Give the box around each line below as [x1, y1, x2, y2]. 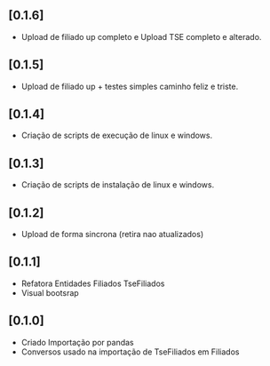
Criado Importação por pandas [20, 337, 134, 347]
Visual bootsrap [20, 287, 79, 298]
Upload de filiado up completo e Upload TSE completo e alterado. [20, 31, 262, 42]
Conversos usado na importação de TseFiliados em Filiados [20, 346, 240, 357]
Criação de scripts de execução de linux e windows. [20, 130, 213, 141]
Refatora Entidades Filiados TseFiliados [20, 278, 165, 289]
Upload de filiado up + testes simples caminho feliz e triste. [20, 81, 239, 91]
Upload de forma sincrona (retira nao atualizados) [20, 229, 204, 240]
